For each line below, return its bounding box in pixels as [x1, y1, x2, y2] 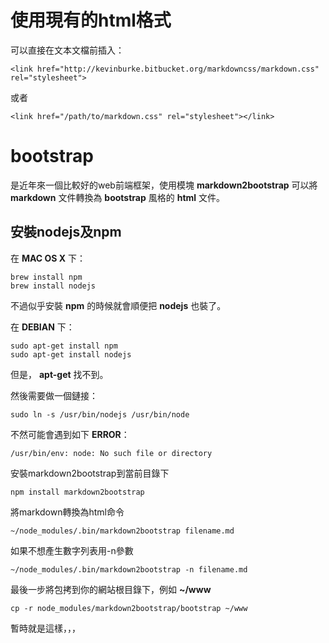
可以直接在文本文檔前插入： [10, 44, 125, 56]
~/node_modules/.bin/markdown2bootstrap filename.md [10, 526, 235, 536]
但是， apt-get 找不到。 [10, 368, 109, 380]
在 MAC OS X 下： [10, 252, 87, 264]
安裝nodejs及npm [10, 224, 122, 241]
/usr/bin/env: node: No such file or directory [10, 448, 213, 458]
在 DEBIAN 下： [10, 321, 75, 333]
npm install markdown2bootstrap [10, 487, 145, 497]
